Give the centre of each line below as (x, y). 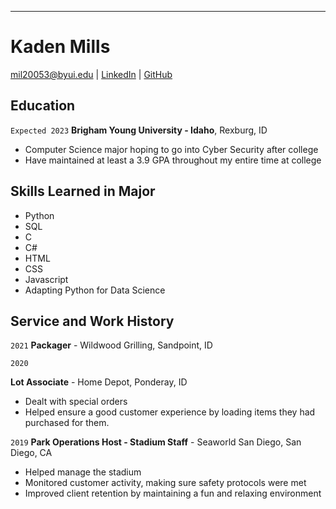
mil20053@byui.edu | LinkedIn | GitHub (91, 74)
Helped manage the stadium (83, 472)
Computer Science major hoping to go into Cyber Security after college (171, 149)
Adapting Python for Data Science (95, 290)
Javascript (46, 279)
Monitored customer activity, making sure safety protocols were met (165, 483)
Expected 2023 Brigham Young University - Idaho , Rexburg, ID (139, 130)
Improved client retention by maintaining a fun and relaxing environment (173, 493)
